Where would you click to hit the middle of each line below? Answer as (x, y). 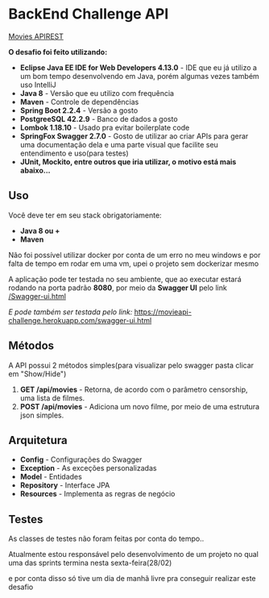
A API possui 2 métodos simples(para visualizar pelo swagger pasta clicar (131, 365)
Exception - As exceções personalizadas (88, 468)
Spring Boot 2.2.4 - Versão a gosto (79, 110)
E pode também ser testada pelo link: (70, 312)
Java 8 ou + (40, 230)
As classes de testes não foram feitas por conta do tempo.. (106, 539)
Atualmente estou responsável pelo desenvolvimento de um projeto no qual (134, 554)
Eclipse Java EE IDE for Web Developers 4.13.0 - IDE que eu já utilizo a (139, 67)
